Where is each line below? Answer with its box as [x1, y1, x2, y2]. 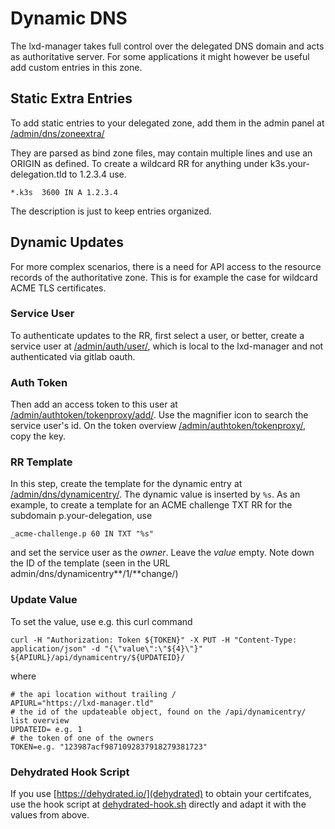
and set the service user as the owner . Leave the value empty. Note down [10, 547, 315, 559]
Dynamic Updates [10, 234, 125, 251]
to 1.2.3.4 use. [68, 168, 127, 180]
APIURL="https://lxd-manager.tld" [10, 698, 155, 708]
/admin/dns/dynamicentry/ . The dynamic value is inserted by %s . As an [10, 488, 301, 501]
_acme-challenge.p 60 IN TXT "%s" [10, 529, 155, 539]
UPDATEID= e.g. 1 [10, 724, 83, 734]
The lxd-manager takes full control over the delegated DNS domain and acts [10, 40, 325, 52]
